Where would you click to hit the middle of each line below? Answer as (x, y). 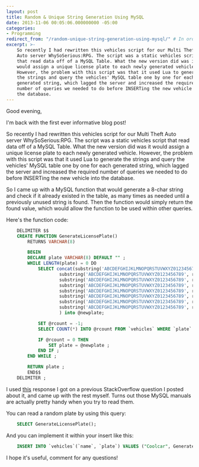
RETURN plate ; (46, 367)
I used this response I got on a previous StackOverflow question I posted (95, 389)
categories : (21, 28)
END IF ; (49, 351)
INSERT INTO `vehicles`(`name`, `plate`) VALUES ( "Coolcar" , (94, 446)
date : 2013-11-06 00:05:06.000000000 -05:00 (62, 22)
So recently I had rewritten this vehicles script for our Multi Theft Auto (91, 134)
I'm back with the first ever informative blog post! (66, 123)
